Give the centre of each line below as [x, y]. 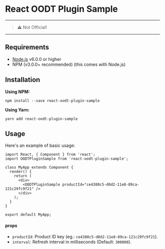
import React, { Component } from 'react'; [50, 155]
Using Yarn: [17, 110]
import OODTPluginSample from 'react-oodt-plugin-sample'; [67, 159]
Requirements [27, 47]
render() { [21, 172]
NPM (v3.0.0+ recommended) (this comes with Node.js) [69, 64]
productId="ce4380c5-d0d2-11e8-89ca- [101, 185]
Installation [23, 80]
